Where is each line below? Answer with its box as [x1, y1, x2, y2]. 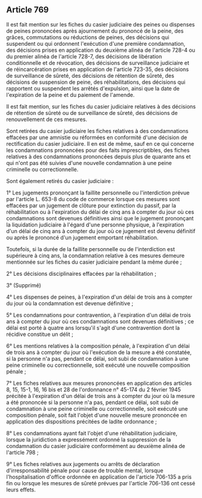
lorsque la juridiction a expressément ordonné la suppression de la [6, 436, 171, 443]
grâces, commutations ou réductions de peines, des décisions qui [6, 33, 170, 41]
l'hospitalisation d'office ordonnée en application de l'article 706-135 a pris [6, 473, 192, 481]
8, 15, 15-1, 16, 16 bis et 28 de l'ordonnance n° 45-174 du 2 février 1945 [6, 385, 182, 393]
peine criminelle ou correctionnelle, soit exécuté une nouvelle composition [6, 361, 191, 369]
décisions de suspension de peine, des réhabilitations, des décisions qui [6, 78, 186, 86]
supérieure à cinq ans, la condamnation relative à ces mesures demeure [6, 252, 185, 259]
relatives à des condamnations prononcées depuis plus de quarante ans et [6, 153, 191, 160]
